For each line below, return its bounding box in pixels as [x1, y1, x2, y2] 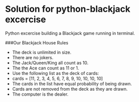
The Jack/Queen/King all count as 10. [12, 60, 89, 66]
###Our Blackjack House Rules [5, 39, 69, 45]
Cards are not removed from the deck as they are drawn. [12, 86, 128, 92]
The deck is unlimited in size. [12, 49, 71, 55]
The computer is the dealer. [12, 91, 69, 97]
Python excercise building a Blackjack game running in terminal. [5, 30, 135, 36]
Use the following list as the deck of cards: [12, 70, 100, 76]
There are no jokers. [12, 54, 54, 60]
